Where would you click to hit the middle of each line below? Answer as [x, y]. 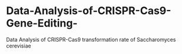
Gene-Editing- [42, 23]
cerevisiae [19, 46]
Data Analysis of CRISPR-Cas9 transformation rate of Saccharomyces [91, 39]
